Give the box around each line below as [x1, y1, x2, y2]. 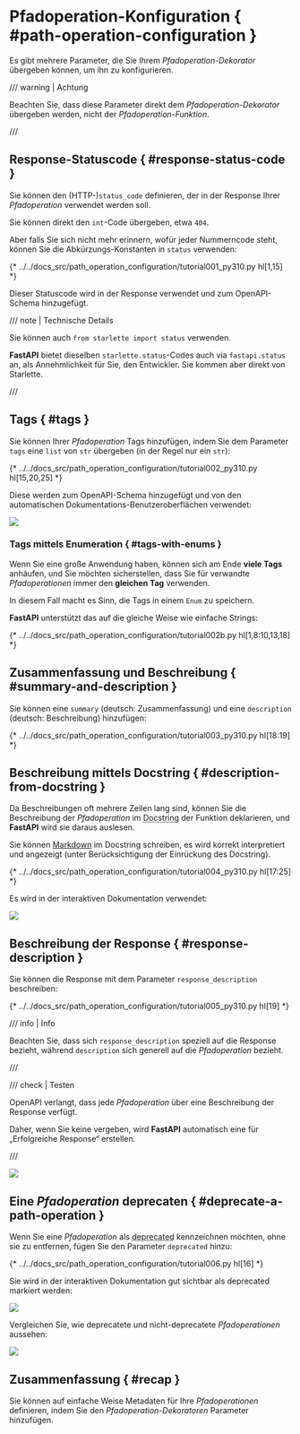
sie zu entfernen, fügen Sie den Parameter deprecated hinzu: [9, 1241, 233, 1252]
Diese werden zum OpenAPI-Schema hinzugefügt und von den [9, 489, 242, 500]
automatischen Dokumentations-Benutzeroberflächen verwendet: [9, 499, 253, 510]
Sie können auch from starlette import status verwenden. [9, 332, 231, 342]
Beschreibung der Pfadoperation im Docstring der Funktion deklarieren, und [9, 813, 290, 824]
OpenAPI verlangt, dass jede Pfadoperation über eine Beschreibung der [9, 1097, 275, 1108]
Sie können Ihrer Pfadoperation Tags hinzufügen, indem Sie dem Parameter [9, 436, 289, 446]
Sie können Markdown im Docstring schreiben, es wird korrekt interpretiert [9, 840, 286, 851]
